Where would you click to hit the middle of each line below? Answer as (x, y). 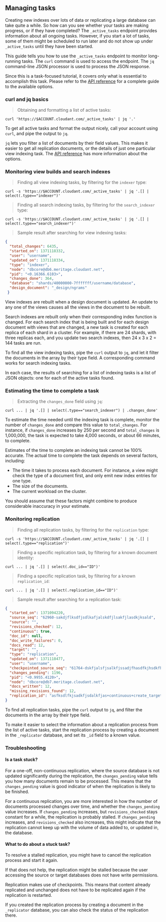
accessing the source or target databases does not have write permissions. (82, 875)
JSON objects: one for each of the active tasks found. (60, 378)
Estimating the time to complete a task (52, 391)
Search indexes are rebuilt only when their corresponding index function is (81, 316)
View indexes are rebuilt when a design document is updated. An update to (82, 302)
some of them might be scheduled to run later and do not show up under (79, 41)
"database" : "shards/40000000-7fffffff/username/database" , (73, 283)
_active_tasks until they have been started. (49, 46)
